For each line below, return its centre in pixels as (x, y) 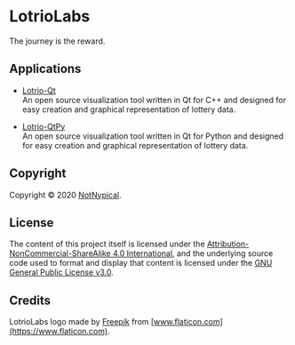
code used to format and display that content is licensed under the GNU (141, 263)
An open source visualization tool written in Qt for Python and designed (153, 136)
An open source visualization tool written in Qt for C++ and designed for (154, 100)
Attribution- (228, 244)
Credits (30, 300)
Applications (45, 69)
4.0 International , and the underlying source (193, 253)
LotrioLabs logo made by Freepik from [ (82, 322)
